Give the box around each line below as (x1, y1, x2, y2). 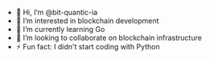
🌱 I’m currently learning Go (15, 25, 105, 33)
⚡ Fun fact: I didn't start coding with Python (15, 42, 160, 51)
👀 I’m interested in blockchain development (15, 16, 159, 26)
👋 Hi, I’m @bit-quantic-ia (15, 8, 98, 17)
